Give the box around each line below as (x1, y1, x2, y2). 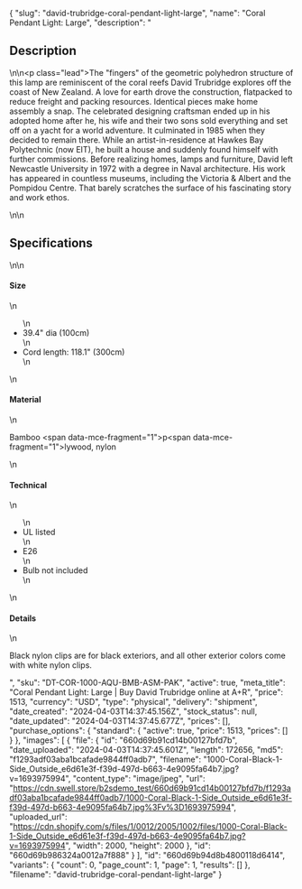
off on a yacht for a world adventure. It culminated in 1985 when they (9, 125, 266, 135)
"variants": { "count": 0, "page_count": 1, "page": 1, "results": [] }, (9, 859, 251, 870)
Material (9, 394, 41, 405)
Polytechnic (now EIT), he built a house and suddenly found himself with (9, 144, 279, 154)
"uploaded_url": (9, 811, 68, 822)
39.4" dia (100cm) (22, 327, 90, 338)
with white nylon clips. (9, 660, 93, 671)
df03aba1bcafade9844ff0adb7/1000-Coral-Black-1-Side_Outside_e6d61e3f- (9, 792, 293, 803)
